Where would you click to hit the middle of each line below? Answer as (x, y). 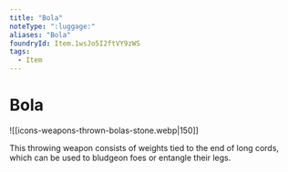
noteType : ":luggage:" (52, 26)
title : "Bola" (36, 18)
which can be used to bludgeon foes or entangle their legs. (120, 157)
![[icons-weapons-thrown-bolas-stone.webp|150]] (104, 130)
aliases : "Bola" (40, 35)
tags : (20, 52)
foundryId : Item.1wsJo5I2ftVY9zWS (75, 43)
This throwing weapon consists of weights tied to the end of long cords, (144, 147)
